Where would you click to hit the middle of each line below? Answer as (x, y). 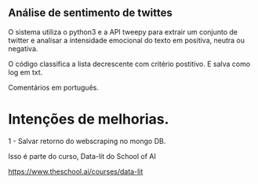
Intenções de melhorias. (89, 119)
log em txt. (25, 72)
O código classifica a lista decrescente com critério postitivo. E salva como (129, 64)
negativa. (23, 48)
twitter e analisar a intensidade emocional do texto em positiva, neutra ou (127, 40)
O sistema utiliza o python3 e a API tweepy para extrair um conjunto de (123, 31)
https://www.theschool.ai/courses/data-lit (76, 171)
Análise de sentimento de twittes (90, 13)
